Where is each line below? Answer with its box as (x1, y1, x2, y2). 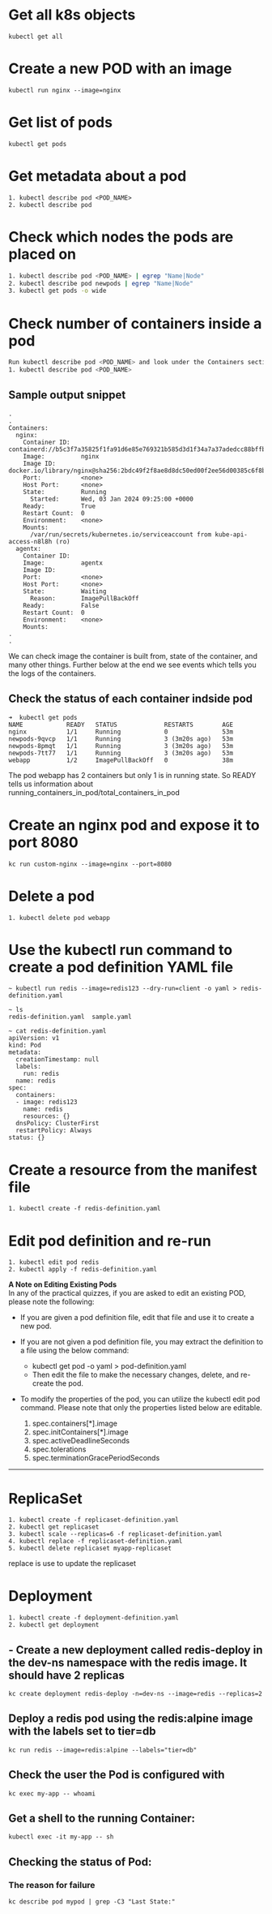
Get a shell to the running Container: (8, 1812, 196, 1826)
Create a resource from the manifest (8, 1160, 257, 1179)
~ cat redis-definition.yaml (8, 1027, 107, 1035)
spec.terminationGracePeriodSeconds (32, 1453, 160, 1463)
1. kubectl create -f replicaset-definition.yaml (8, 1516, 180, 1525)
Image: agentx (23, 558, 104, 567)
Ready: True (23, 501, 96, 510)
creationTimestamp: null (15, 1056, 100, 1064)
